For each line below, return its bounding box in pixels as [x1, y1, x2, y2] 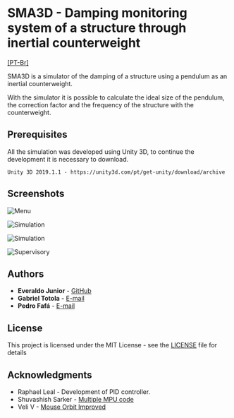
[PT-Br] [7, 58, 30, 66]
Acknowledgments [7, 369, 93, 381]
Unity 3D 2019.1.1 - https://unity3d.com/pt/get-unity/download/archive [7, 168, 226, 176]
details [7, 348, 27, 357]
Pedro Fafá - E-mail [17, 301, 75, 310]
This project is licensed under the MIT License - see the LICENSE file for [7, 341, 217, 350]
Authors [7, 268, 44, 280]
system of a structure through [7, 20, 187, 36]
